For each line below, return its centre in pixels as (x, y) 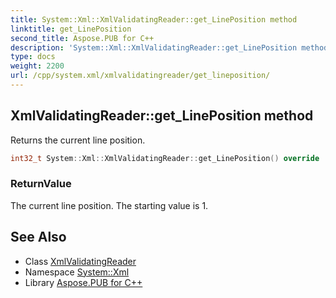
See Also (38, 237)
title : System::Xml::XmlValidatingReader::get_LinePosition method (154, 19)
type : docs (33, 57)
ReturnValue (41, 184)
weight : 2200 (37, 66)
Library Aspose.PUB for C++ (83, 282)
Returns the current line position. (78, 140)
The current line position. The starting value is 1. (109, 205)
